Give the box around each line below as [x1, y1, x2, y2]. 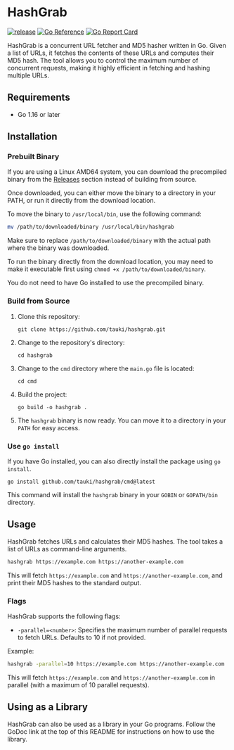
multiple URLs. [7, 71, 49, 80]
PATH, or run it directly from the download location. [7, 196, 156, 205]
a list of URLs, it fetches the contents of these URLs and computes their [7, 49, 214, 57]
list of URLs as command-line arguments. [7, 544, 127, 553]
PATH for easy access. [17, 423, 80, 432]
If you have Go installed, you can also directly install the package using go [7, 457, 221, 465]
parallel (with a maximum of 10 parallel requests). [7, 680, 150, 689]
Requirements [7, 92, 70, 104]
